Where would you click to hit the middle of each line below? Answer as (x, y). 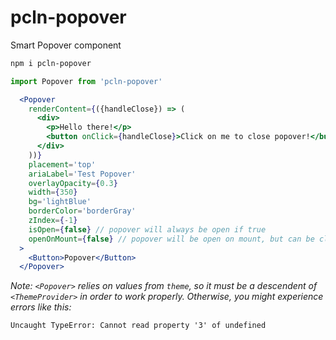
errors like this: (41, 307)
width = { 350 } (53, 192)
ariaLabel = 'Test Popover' (82, 174)
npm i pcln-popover (51, 63)
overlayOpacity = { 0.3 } (73, 183)
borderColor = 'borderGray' (82, 211)
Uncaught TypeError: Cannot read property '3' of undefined (138, 326)
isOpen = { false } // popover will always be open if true (147, 229)
